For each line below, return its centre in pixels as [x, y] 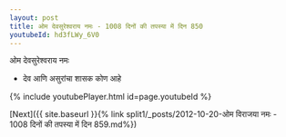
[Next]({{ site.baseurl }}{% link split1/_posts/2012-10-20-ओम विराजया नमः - [143, 114]
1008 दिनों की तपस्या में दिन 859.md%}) [73, 124]
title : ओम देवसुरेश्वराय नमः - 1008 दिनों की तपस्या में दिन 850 [106, 26]
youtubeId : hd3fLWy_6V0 [55, 34]
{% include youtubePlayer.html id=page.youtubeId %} [111, 97]
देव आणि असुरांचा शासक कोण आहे [72, 79]
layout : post [34, 18]
